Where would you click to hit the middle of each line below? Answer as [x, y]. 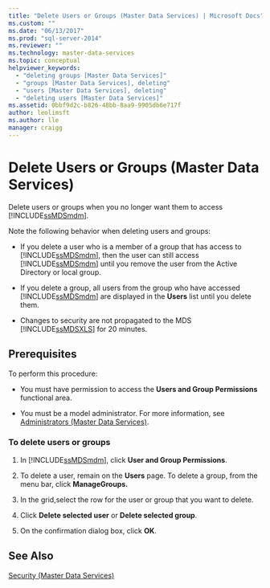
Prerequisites [43, 354]
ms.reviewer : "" [35, 46]
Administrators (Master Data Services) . [84, 422]
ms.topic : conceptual [45, 61]
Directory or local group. [61, 272]
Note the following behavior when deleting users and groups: [110, 231]
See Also [31, 556]
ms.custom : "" [32, 23]
